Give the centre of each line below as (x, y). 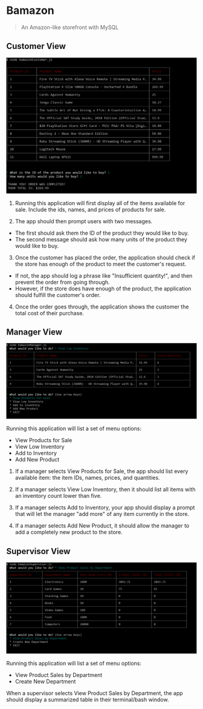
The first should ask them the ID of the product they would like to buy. (102, 233)
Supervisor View (38, 551)
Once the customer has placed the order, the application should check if (105, 257)
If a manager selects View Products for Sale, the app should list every (101, 471)
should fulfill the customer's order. (58, 295)
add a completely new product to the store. (69, 532)
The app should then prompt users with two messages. (84, 221)
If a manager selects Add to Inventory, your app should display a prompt (105, 508)
